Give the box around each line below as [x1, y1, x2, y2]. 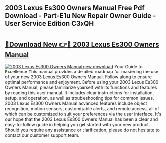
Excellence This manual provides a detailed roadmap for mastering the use [5, 69, 159, 74]
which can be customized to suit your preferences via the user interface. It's [5, 111, 162, 117]
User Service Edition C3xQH [5, 19, 94, 28]
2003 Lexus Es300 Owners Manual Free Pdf [5, 4, 145, 12]
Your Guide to [114, 64, 143, 69]
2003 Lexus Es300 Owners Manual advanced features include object [5, 100, 147, 106]
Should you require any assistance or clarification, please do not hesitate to [5, 127, 160, 133]
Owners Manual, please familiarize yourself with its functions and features [5, 84, 157, 90]
